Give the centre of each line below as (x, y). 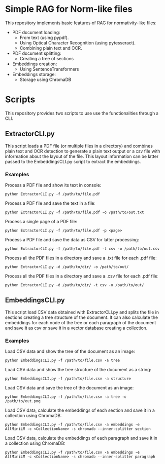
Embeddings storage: (34, 74)
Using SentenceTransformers (49, 69)
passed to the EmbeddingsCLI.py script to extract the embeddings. (73, 161)
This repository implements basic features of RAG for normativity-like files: (81, 23)
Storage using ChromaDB (45, 79)
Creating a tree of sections (47, 58)
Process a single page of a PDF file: (41, 221)
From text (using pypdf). (44, 38)
